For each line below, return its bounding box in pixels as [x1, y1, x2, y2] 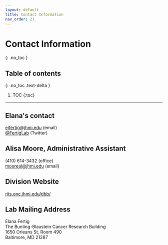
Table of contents [5, 69, 61, 77]
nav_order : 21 [5, 16, 35, 21]
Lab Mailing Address [5, 205, 71, 213]
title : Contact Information [5, 12, 64, 17]
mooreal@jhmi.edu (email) [5, 163, 59, 169]
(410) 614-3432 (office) [5, 157, 53, 163]
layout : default [5, 7, 39, 12]
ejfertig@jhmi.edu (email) [5, 124, 57, 130]
